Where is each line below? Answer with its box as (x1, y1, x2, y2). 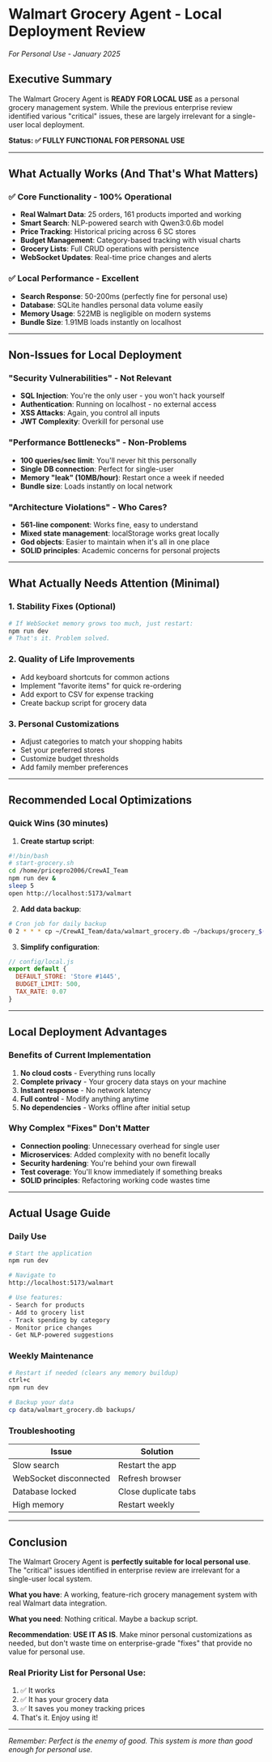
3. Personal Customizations (8, 718, 120, 729)
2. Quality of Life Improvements (8, 654, 135, 665)
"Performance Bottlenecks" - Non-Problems (8, 437, 188, 448)
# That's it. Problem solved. (8, 634, 111, 642)
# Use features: (8, 1294, 63, 1302)
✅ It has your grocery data (19, 1695, 109, 1704)
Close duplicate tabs (117, 1486, 197, 1497)
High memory (12, 1500, 65, 1511)
